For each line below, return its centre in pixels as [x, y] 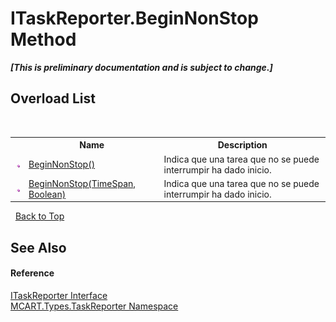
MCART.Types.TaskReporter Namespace [94, 306]
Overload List [53, 98]
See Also [38, 247]
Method [43, 39]
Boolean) [47, 194]
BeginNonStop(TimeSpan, [82, 183]
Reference [32, 273]
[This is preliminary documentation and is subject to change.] [141, 67]
